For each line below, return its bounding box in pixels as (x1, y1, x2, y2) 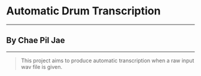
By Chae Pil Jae (6, 35, 65, 45)
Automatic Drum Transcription (6, 4, 161, 18)
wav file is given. (20, 63, 63, 70)
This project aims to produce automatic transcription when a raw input (20, 57, 194, 64)
